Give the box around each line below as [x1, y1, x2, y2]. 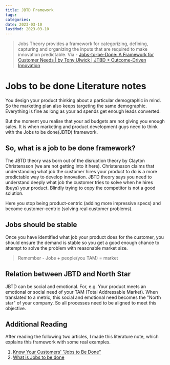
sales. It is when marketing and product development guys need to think [5, 124, 158, 130]
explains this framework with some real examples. [5, 339, 111, 345]
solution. [5, 190, 24, 196]
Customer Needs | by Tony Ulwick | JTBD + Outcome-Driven [17, 57, 146, 63]
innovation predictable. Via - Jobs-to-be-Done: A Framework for [17, 52, 154, 58]
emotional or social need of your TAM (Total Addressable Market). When [5, 289, 158, 295]
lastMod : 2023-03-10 [5, 27, 50, 32]
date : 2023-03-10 [5, 22, 42, 27]
